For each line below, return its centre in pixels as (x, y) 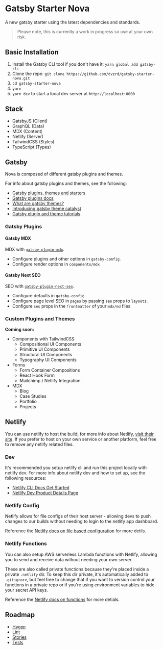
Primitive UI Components (45, 349)
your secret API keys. (26, 590)
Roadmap (20, 615)
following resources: (26, 478)
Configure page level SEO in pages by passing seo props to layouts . (80, 301)
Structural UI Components (46, 354)
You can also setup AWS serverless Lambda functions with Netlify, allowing (81, 554)
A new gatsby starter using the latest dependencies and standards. (73, 22)
